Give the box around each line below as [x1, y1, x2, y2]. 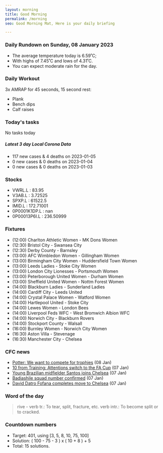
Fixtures [5, 226, 25, 232]
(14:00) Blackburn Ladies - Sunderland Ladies [12, 283, 105, 290]
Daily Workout [5, 75, 40, 82]
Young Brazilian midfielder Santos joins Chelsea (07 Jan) [12, 370, 127, 376]
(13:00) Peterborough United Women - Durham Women [12, 273, 124, 279]
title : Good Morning [5, 12, 47, 17]
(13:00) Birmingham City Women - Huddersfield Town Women [12, 257, 137, 263]
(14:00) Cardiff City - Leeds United [12, 289, 82, 295]
